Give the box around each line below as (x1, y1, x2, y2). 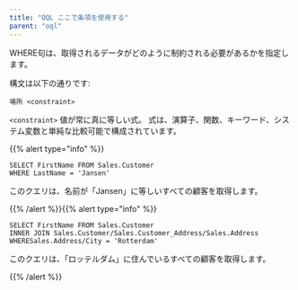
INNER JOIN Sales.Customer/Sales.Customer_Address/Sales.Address (9, 228, 259, 238)
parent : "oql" (9, 22, 63, 31)
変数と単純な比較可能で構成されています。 (24, 125, 181, 136)
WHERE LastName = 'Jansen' (9, 168, 110, 178)
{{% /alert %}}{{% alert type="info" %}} (9, 203, 157, 214)
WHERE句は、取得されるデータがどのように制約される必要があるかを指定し (9, 47, 290, 58)
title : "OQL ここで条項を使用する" (9, 13, 128, 22)
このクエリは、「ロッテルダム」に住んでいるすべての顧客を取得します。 (9, 253, 271, 264)
